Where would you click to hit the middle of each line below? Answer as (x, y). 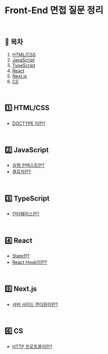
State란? (21, 256)
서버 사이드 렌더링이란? (35, 304)
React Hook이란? (30, 262)
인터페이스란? (26, 214)
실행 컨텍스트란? (28, 165)
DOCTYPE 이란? (29, 123)
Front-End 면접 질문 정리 (54, 10)
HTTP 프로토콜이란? (32, 346)
